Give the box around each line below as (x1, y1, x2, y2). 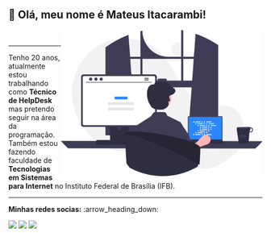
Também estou (8, 138, 58, 148)
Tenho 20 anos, (8, 52, 60, 62)
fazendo (8, 147, 36, 156)
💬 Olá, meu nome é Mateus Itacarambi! (8, 8, 207, 22)
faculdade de (8, 155, 52, 165)
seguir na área (8, 112, 56, 122)
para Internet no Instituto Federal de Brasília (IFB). (8, 181, 176, 190)
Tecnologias (8, 164, 51, 173)
